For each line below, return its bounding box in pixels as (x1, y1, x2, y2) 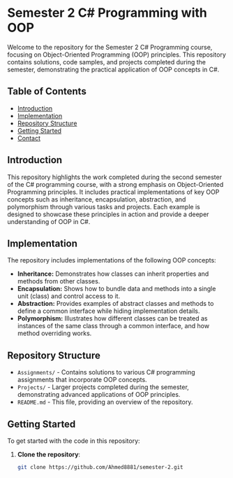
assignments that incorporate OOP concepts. (17, 376, 148, 384)
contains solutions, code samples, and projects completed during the (7, 57, 206, 66)
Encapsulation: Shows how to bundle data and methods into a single (17, 285, 216, 293)
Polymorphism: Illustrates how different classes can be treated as (17, 314, 208, 323)
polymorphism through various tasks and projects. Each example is (7, 202, 200, 211)
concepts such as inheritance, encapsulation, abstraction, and (7, 195, 186, 204)
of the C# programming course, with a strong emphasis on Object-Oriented (7, 180, 224, 188)
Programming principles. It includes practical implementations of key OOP (7, 188, 220, 196)
